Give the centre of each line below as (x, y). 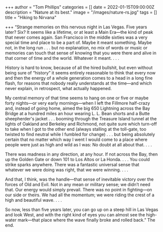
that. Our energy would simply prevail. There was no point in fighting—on (79, 190)
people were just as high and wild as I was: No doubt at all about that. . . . (79, 145)
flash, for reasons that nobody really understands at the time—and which (79, 83)
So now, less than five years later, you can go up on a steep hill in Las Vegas (82, 209)
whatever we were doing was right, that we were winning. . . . (67, 170)
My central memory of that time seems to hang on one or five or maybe (77, 98)
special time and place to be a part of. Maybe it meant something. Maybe (79, 43)
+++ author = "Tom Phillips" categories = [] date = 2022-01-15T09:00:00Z (80, 7)
